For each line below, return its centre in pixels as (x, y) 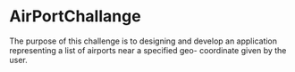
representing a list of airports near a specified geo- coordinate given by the (148, 50)
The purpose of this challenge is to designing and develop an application (143, 41)
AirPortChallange (75, 16)
